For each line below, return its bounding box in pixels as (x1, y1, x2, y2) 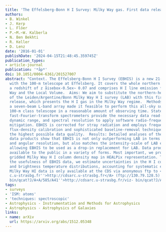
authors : (5, 12, 23, 17)
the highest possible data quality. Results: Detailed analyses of (9, 132, 154, 137)
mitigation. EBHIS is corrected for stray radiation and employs (9, 122, 147, 127)
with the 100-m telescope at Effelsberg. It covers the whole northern (9, 81, 161, 86)
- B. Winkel (5, 16, 30, 21)
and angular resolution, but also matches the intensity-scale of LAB (9, 141, 158, 146)
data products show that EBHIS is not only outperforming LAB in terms (9, 136, 161, 141)
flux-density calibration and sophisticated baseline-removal (9, 127, 140, 132)
